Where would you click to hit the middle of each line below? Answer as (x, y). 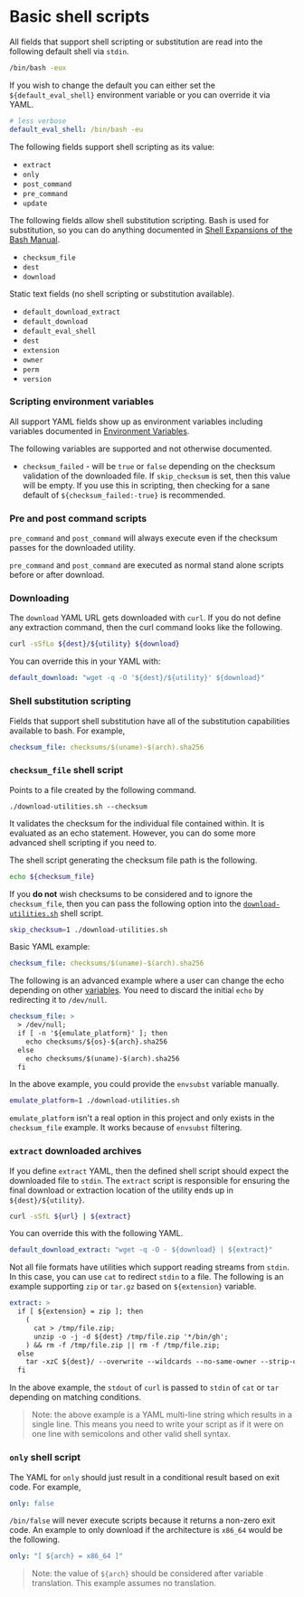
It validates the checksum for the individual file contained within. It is (137, 823)
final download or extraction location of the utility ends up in (121, 1190)
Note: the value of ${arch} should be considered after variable (147, 1573)
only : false (32, 1503)
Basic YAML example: (50, 947)
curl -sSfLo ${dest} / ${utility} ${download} (95, 644)
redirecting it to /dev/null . (58, 1000)
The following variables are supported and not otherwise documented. (141, 449)
